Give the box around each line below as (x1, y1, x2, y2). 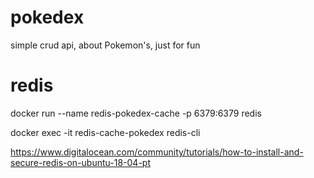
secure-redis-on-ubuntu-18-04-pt (10, 156, 151, 168)
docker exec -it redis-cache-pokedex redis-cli (10, 126, 201, 138)
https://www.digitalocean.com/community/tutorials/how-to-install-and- (10, 146, 304, 158)
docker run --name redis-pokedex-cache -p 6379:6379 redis (10, 107, 262, 119)
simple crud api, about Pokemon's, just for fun (10, 39, 201, 51)
